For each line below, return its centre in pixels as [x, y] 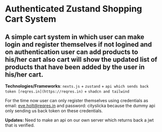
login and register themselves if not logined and [79, 44]
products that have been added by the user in [75, 67]
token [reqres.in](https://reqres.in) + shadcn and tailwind [67, 91]
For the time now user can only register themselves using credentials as [77, 100]
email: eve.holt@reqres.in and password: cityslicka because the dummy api [80, 106]
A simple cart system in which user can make [75, 37]
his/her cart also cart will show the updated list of [81, 59]
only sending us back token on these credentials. [54, 111]
